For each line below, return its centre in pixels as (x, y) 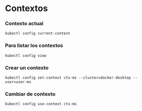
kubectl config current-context (38, 34)
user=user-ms (18, 82)
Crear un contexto (27, 68)
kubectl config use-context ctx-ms (41, 104)
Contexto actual (24, 24)
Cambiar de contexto (30, 94)
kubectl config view (26, 55)
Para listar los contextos (34, 45)
